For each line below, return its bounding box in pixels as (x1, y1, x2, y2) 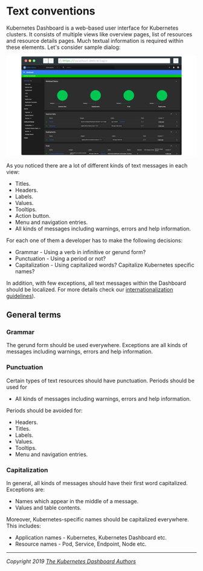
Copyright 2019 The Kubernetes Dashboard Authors (6, 558, 136, 565)
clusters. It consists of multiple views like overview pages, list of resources (6, 30, 192, 38)
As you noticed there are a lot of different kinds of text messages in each (6, 162, 188, 169)
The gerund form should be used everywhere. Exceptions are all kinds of (6, 342, 188, 349)
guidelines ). (6, 292, 36, 299)
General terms (6, 310, 62, 320)
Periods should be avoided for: (6, 406, 83, 414)
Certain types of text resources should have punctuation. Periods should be (6, 377, 195, 384)
